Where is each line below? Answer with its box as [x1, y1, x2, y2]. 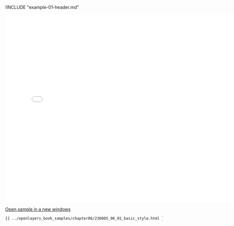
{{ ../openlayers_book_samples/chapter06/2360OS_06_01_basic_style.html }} [5, 216, 166, 221]
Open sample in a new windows [5, 206, 71, 212]
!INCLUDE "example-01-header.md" [5, 5, 79, 10]
